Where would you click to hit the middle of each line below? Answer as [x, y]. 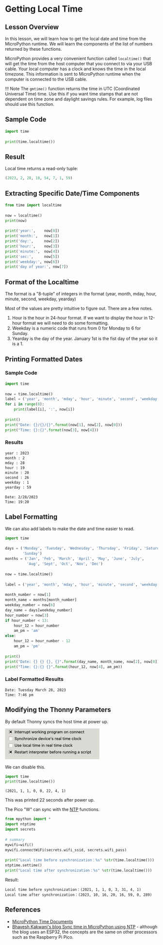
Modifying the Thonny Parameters [58, 710]
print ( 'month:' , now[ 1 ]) [32, 236]
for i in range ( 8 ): [25, 404]
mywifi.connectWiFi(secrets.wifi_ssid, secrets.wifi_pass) [66, 850]
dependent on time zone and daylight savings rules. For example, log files [79, 99]
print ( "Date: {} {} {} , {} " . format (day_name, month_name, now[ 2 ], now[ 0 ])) [83, 662]
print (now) [16, 220]
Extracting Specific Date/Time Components [72, 193]
